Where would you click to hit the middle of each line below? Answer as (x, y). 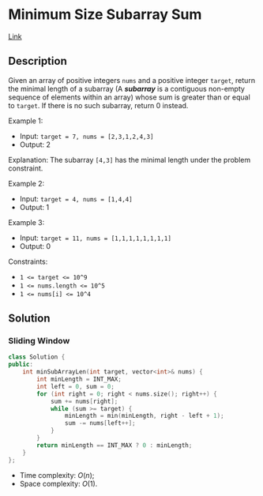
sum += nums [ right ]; (84, 401)
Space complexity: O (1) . (58, 483)
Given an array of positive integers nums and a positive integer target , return (131, 80)
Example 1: (26, 121)
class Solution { (37, 357)
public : (21, 365)
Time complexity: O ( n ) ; (57, 475)
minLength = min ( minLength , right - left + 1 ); (144, 416)
